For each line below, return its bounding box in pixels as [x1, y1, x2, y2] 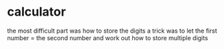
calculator [7, 4, 66, 20]
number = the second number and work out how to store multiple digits [7, 33, 208, 42]
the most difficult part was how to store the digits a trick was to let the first [7, 27, 217, 35]
